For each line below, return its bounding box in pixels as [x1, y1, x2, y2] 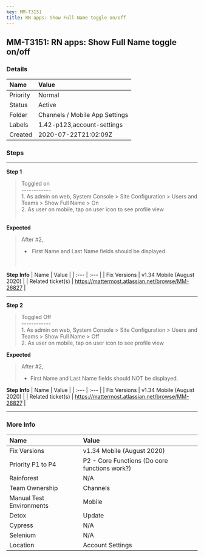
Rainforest [9, 474, 39, 482]
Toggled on [21, 180, 50, 187]
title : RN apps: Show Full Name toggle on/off [6, 15, 126, 21]
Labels [9, 121, 29, 129]
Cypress [9, 521, 33, 530]
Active [38, 101, 56, 110]
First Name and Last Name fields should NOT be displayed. [30, 375, 178, 382]
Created [9, 130, 33, 139]
